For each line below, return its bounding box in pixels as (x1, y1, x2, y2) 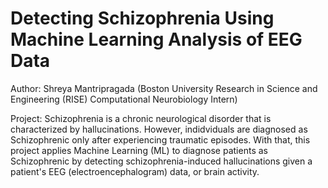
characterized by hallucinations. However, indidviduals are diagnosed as (10, 123, 308, 135)
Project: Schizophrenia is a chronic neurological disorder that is (10, 112, 272, 124)
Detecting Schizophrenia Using (10, 7, 275, 30)
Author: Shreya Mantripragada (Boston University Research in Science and (10, 82, 318, 94)
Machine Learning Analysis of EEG (10, 28, 303, 51)
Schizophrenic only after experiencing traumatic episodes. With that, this (10, 133, 311, 146)
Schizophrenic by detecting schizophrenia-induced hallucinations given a (10, 155, 313, 167)
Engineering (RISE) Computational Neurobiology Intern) (10, 93, 238, 105)
